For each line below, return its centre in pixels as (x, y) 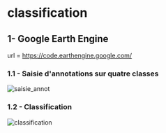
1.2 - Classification (40, 107)
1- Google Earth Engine (58, 39)
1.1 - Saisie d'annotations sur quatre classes (83, 73)
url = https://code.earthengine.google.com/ (70, 55)
